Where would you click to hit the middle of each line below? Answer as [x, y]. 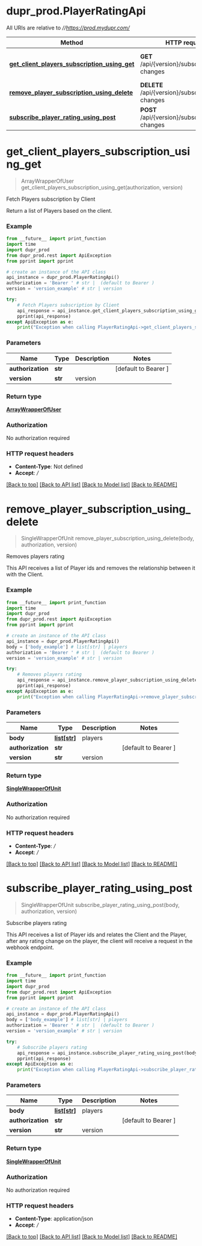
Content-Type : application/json [54, 1219]
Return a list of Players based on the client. [59, 210]
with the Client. [25, 575]
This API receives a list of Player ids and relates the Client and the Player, [97, 934]
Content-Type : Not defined [49, 466]
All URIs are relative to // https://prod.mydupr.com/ [68, 28]
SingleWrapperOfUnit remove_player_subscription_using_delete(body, [107, 539]
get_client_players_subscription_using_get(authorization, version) [102, 187]
